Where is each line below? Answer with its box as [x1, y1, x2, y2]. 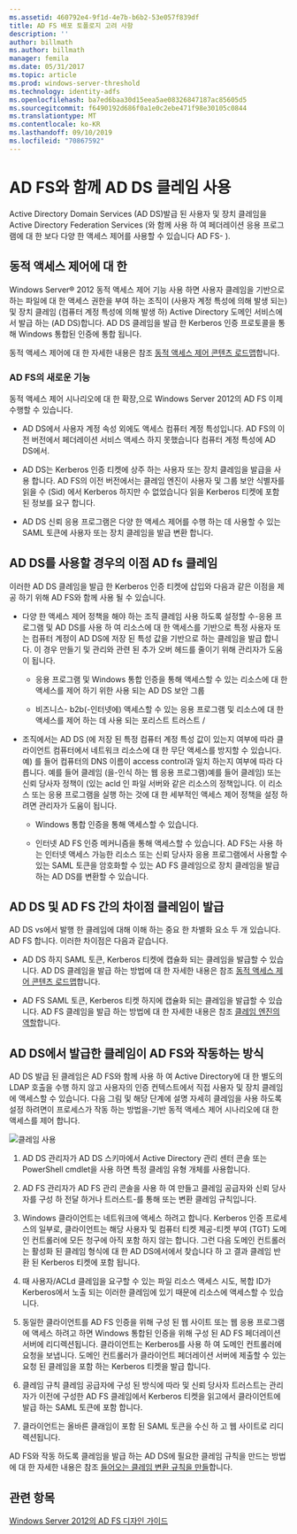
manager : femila [9, 54, 69, 63]
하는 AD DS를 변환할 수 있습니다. [34, 871, 148, 881]
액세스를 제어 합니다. [9, 1115, 80, 1126]
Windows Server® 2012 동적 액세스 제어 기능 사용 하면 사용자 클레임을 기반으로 [9, 284, 286, 295]
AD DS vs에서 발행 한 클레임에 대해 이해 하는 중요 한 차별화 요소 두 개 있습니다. [9, 925, 281, 935]
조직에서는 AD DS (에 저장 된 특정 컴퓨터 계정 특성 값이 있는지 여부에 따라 [21, 733, 275, 744]
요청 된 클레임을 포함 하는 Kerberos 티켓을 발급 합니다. [21, 1361, 211, 1372]
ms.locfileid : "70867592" [9, 136, 104, 145]
